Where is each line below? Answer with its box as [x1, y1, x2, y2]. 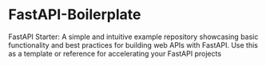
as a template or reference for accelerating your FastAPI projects [8, 49, 222, 58]
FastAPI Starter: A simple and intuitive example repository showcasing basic [8, 32, 259, 41]
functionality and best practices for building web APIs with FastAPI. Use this [8, 40, 258, 49]
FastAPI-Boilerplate [8, 6, 141, 24]
